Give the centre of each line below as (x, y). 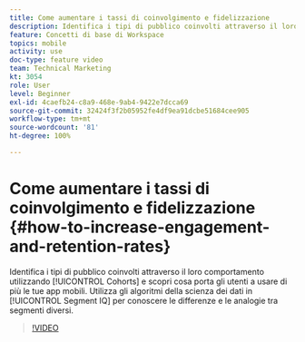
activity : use (36, 52)
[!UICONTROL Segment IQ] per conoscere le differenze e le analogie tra (144, 300)
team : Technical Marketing (60, 69)
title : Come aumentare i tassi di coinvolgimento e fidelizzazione (140, 18)
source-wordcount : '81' (54, 128)
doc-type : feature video (56, 60)
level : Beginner (40, 93)
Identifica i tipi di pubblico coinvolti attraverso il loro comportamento (137, 271)
